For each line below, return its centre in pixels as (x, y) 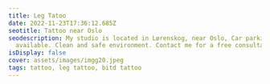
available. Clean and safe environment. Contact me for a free (123, 46)
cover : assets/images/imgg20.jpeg (66, 61)
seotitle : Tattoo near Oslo (55, 30)
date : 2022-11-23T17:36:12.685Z (62, 23)
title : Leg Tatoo (37, 16)
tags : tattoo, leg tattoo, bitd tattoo (75, 68)
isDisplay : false (37, 53)
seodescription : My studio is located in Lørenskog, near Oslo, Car (125, 38)
